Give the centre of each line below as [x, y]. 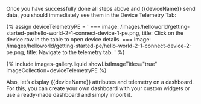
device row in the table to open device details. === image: [78, 39]
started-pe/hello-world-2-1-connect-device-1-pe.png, [73, 33]
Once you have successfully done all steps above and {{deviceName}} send [101, 9]
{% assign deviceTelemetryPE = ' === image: [63, 27]
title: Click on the [163, 33]
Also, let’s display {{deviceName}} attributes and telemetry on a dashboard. [100, 82]
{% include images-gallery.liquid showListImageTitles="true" [82, 64]
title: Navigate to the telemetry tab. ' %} [76, 52]
